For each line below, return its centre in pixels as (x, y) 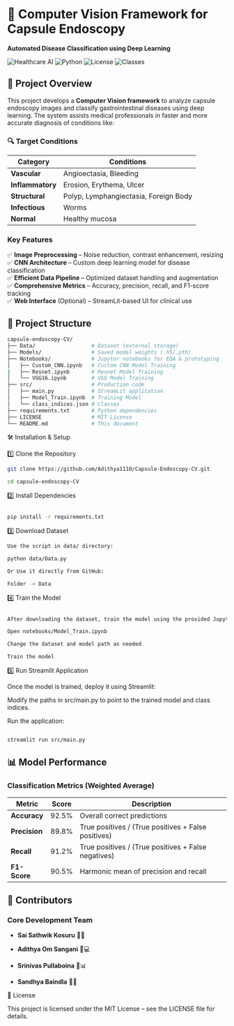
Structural (28, 196)
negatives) (97, 855)
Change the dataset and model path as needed (74, 644)
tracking (19, 294)
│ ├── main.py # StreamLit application (85, 391)
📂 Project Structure (49, 323)
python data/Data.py (37, 559)
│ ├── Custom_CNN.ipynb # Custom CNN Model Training (92, 365)
